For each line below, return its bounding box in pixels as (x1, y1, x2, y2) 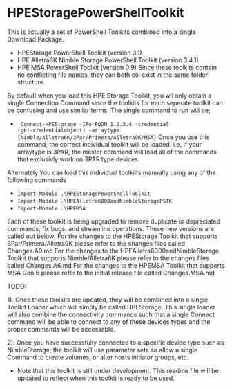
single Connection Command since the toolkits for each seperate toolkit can (7, 98, 223, 107)
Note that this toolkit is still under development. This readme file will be (17, 366, 219, 374)
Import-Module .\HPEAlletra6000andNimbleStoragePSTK (17, 197, 173, 205)
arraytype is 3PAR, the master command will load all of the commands (17, 147, 217, 156)
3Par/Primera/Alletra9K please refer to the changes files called (7, 239, 185, 247)
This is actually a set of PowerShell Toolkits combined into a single (7, 28, 197, 36)
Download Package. (7, 35, 64, 43)
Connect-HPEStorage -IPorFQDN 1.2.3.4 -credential (20, 120, 169, 127)
